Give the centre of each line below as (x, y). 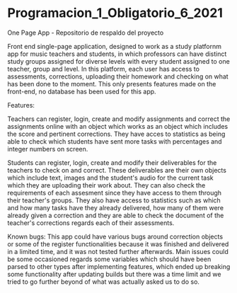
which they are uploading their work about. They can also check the (106, 185)
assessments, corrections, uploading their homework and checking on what (118, 76)
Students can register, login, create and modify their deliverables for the (112, 162)
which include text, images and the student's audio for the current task (110, 178)
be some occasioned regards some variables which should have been (109, 259)
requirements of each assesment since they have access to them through (114, 193)
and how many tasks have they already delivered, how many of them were (116, 207)
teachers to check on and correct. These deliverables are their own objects (117, 170)
